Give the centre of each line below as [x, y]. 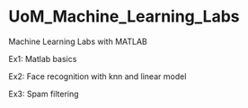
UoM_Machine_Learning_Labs [124, 17]
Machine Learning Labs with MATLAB [78, 41]
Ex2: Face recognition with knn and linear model [97, 76]
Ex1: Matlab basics [43, 58]
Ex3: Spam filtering [44, 94]
